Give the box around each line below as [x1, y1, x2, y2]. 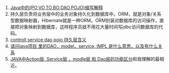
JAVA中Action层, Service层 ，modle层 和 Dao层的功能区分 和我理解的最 [10, 56, 160, 62]
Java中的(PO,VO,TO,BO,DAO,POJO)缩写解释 [10, 5, 103, 10]
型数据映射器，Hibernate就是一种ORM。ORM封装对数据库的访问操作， [10, 17, 160, 23]
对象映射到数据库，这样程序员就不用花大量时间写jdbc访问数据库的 [19, 24, 159, 30]
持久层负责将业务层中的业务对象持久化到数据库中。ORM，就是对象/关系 [10, 11, 162, 17]
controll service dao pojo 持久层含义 [10, 36, 87, 43]
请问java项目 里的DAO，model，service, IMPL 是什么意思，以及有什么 [10, 43, 158, 49]
